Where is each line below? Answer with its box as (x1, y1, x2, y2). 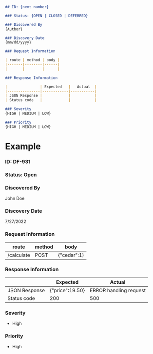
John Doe (5, 195, 25, 201)
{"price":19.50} (49, 287, 85, 294)
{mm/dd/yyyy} (5, 40, 32, 45)
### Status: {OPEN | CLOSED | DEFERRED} (5, 13, 89, 18)
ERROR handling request (90, 287, 146, 294)
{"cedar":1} (57, 251, 84, 258)
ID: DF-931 (5, 158, 31, 165)
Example (5, 141, 41, 152)
